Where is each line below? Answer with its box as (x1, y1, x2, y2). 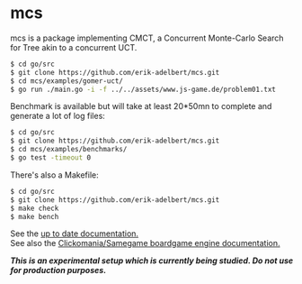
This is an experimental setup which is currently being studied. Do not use (10, 255, 294, 266)
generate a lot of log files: (10, 111, 106, 122)
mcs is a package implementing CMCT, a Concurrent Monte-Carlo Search (10, 32, 284, 43)
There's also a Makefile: (10, 169, 99, 180)
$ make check (10, 204, 59, 213)
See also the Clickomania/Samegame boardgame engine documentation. (10, 238, 281, 249)
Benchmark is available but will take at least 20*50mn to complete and (10, 101, 272, 112)
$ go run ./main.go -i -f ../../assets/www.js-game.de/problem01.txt (10, 85, 277, 94)
